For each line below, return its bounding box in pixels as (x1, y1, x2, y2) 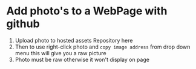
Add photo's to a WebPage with (6, 4, 168, 18)
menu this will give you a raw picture (15, 49, 107, 56)
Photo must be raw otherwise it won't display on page (15, 56, 150, 63)
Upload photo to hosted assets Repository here (15, 37, 133, 44)
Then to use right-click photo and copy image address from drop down (15, 43, 191, 50)
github (6, 17, 41, 31)
